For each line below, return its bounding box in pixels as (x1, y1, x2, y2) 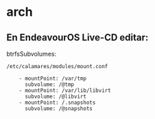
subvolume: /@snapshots (24, 105, 93, 112)
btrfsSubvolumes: (6, 50, 56, 58)
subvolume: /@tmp (24, 81, 75, 88)
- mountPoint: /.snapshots (19, 99, 96, 106)
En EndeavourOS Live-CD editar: (6, 32, 149, 43)
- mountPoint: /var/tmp (19, 75, 87, 82)
